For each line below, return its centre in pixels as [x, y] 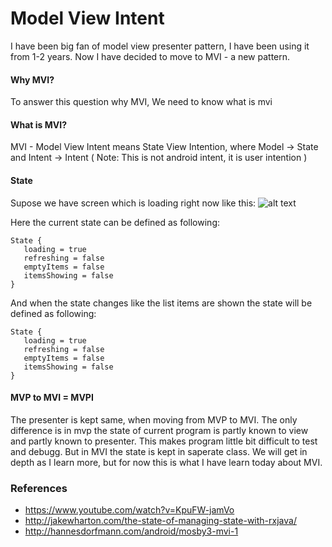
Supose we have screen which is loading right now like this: [133, 203]
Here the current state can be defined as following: [115, 222]
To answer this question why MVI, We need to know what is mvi [141, 102]
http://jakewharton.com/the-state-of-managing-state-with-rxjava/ [160, 521]
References [39, 488]
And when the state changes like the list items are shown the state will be [161, 303]
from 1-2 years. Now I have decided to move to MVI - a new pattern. [150, 56]
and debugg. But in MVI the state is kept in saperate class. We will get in [159, 451]
